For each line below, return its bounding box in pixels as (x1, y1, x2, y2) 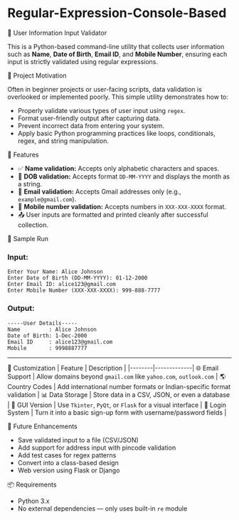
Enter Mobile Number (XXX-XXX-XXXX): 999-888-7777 (7, 287, 161, 295)
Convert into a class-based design (17, 458, 119, 467)
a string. (17, 179, 43, 188)
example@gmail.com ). (17, 194, 77, 203)
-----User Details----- (7, 319, 78, 327)
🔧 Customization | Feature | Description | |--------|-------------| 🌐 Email (7, 364, 219, 372)
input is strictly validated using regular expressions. (7, 57, 159, 65)
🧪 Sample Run (7, 234, 48, 243)
